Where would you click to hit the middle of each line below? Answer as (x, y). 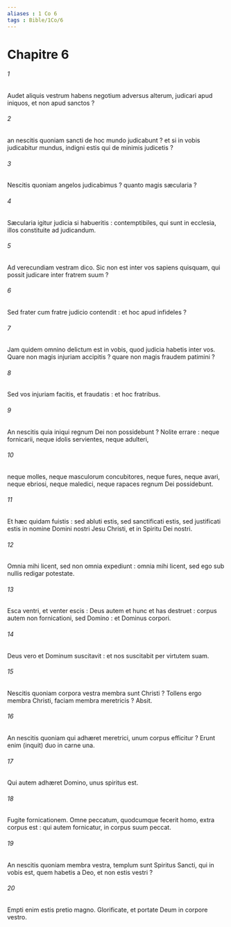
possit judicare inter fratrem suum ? (58, 274)
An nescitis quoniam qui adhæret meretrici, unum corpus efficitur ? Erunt (111, 737)
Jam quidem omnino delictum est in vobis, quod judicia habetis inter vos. (111, 350)
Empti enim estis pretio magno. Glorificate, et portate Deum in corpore (108, 910)
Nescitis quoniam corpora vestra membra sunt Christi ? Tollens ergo (105, 693)
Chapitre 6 (38, 55)
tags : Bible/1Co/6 (35, 20)
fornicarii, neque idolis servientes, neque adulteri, (78, 439)
